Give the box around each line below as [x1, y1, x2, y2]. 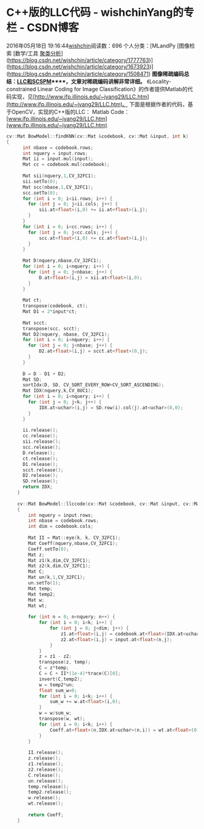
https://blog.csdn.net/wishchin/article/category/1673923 [8, 63, 150, 70]
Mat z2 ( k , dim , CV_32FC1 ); [28, 563, 91, 569]
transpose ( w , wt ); [38, 716, 86, 722]
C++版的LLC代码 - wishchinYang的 [6, 5, 184, 19]
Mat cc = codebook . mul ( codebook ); [22, 162, 110, 168]
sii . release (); [22, 439, 61, 445]
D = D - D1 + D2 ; [22, 370, 67, 377]
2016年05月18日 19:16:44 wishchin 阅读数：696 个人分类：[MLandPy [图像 [6, 42, 190, 49]
